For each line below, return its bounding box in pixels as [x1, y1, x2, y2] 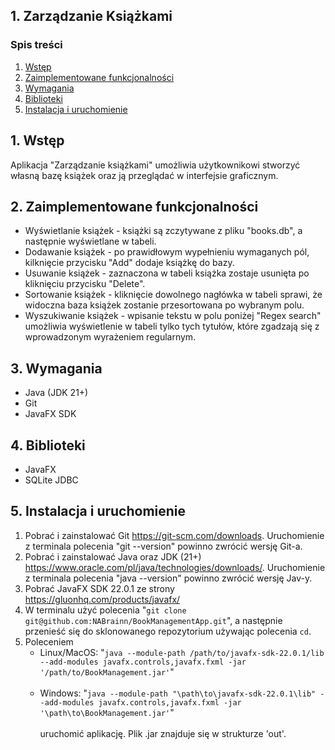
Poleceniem [24, 635, 74, 648]
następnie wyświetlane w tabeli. [24, 235, 157, 248]
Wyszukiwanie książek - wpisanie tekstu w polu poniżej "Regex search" [24, 310, 322, 322]
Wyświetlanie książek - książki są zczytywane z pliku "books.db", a [24, 225, 303, 237]
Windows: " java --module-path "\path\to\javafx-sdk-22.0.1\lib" [39, 687, 317, 699]
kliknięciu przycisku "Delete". [24, 278, 146, 290]
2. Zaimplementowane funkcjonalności [10, 198, 259, 215]
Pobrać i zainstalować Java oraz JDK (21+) [24, 550, 202, 563]
